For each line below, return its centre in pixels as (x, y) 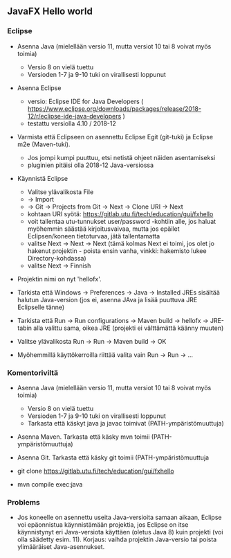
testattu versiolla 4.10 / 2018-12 (72, 123)
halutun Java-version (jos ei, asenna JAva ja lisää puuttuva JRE (107, 299)
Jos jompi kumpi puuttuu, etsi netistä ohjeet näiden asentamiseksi (121, 157)
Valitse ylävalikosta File (61, 192)
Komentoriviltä (33, 372)
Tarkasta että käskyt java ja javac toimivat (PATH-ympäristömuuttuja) (126, 423)
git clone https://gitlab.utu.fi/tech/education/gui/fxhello (95, 471)
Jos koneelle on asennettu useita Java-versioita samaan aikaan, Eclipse (119, 517)
